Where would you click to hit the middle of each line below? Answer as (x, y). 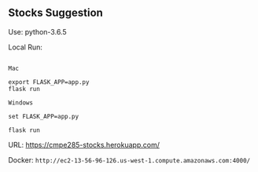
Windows (21, 102)
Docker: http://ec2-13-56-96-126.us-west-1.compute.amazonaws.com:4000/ (129, 159)
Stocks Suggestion (56, 13)
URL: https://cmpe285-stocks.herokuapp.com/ (84, 145)
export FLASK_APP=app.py (49, 82)
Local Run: (26, 47)
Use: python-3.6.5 (37, 31)
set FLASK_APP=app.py (44, 116)
